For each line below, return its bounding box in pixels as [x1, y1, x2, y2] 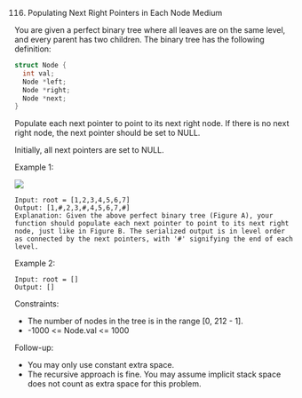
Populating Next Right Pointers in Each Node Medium [27, 8, 223, 18]
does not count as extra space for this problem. [27, 378, 202, 389]
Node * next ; [22, 93, 68, 103]
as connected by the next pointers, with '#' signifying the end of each [14, 235, 294, 243]
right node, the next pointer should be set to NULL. [14, 128, 201, 139]
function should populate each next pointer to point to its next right [14, 219, 290, 228]
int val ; [22, 68, 55, 78]
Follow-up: [14, 342, 54, 354]
